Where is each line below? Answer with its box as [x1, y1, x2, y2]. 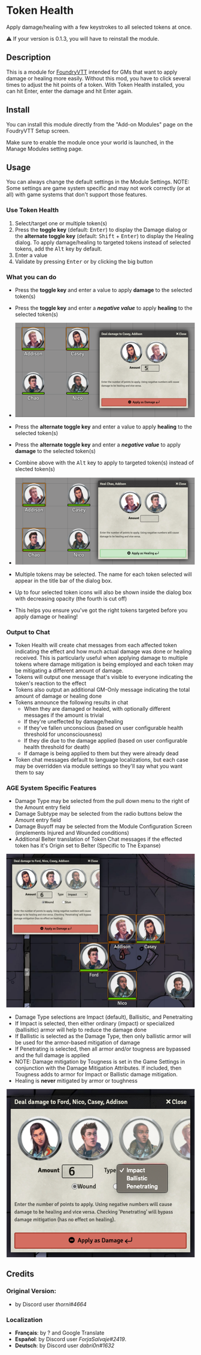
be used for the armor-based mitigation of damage [14, 1039, 141, 1046]
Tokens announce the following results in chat [14, 699, 129, 706]
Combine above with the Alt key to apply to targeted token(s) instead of [14, 459, 194, 466]
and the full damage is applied [14, 1051, 90, 1058]
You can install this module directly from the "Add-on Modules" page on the [6, 120, 193, 128]
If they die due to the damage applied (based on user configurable [23, 737, 188, 744]
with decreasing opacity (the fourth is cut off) [14, 594, 127, 602]
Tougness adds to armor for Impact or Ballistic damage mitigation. [14, 1070, 178, 1078]
